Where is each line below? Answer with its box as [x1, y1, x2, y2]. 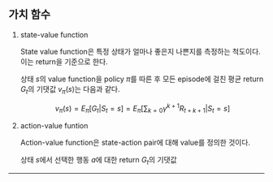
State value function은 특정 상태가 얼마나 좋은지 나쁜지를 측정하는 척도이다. [19, 46, 262, 56]
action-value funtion [19, 121, 89, 131]
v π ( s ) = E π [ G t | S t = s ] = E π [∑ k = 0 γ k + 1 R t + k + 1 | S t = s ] [54, 102, 231, 115]
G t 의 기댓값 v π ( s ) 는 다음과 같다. [19, 84, 120, 96]
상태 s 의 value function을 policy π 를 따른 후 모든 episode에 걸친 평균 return [19, 74, 264, 84]
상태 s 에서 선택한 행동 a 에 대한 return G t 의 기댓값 [19, 155, 177, 167]
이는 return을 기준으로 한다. [19, 56, 108, 67]
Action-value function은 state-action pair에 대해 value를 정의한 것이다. [19, 137, 250, 148]
